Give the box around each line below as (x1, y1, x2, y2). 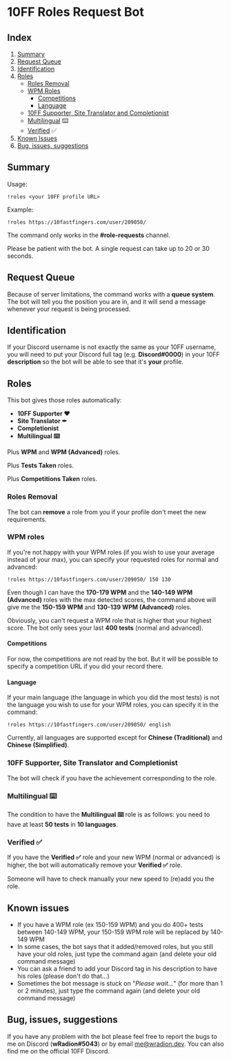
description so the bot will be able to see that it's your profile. (7, 357, 184, 366)
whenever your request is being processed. (7, 305, 131, 313)
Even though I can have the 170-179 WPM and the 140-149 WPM (7, 588, 193, 597)
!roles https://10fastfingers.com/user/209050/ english (7, 722, 171, 729)
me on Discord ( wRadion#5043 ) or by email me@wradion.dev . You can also (7, 1040, 224, 1048)
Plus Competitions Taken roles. (7, 475, 98, 483)
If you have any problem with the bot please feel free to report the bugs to (7, 1032, 217, 1040)
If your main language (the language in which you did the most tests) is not (7, 693, 219, 702)
